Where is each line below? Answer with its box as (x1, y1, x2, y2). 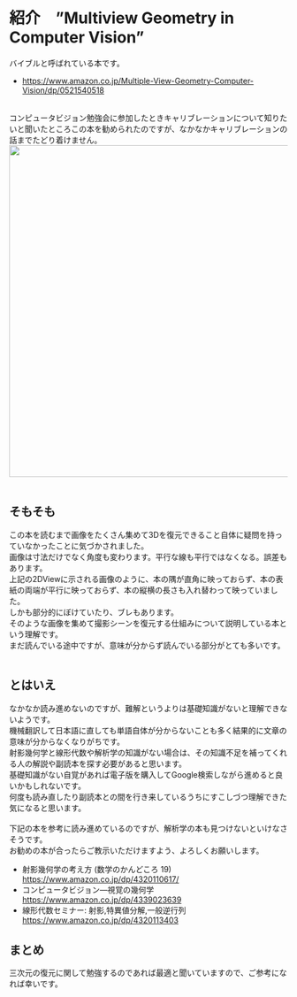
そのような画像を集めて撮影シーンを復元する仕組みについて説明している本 (9, 617, 280, 628)
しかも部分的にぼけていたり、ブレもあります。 (9, 607, 179, 617)
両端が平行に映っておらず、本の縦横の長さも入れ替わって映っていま (24, 585, 271, 595)
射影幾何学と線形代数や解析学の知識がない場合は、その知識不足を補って (9, 747, 272, 757)
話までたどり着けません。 (9, 134, 103, 145)
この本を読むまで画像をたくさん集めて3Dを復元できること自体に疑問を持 (9, 529, 276, 540)
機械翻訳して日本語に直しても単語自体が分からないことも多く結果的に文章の (9, 725, 287, 735)
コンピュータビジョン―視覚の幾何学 (21, 884, 155, 894)
